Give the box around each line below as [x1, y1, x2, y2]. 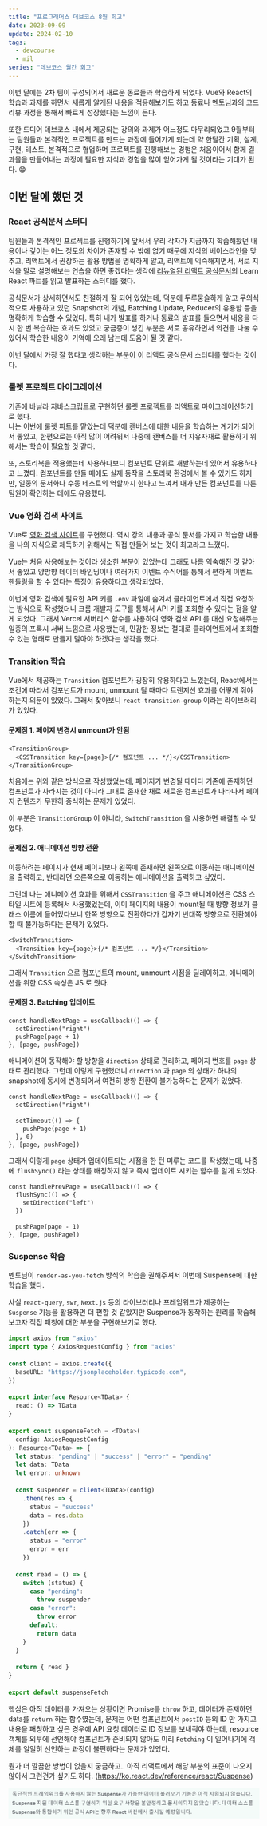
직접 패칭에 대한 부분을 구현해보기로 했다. [29, 1317, 158, 1327]
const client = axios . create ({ [8, 1360, 112, 1368]
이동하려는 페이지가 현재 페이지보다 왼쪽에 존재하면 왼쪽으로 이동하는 [8, 862, 222, 872]
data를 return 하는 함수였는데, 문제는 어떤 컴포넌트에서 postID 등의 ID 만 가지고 [8, 1714, 257, 1724]
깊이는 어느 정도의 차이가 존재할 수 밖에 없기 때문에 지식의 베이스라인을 [29, 246, 249, 255]
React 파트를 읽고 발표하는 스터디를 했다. [8, 276, 135, 286]
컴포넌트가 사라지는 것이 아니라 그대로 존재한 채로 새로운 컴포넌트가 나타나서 [8, 786, 245, 796]
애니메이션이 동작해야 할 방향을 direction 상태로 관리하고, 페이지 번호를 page [8, 1056, 249, 1065]
